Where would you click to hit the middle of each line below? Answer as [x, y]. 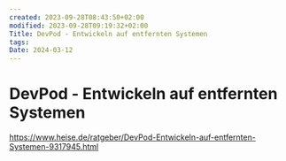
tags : [19, 42]
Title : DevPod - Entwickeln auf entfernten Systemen [108, 34]
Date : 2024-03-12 [41, 50]
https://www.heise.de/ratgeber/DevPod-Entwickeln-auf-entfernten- [133, 137]
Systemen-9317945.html [54, 147]
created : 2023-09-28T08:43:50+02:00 [77, 17]
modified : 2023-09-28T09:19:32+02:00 [79, 26]
